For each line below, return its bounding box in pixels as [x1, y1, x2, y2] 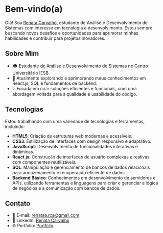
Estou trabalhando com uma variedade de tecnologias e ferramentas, [5, 118, 145, 124]
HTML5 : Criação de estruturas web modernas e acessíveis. [12, 133, 133, 139]
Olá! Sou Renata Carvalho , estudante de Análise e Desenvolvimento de [5, 20, 148, 26]
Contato [5, 199, 30, 207]
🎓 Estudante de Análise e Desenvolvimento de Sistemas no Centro [12, 63, 148, 69]
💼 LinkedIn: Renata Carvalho [12, 217, 70, 224]
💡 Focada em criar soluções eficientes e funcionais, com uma [12, 85, 137, 91]
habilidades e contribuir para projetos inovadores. [5, 35, 106, 41]
